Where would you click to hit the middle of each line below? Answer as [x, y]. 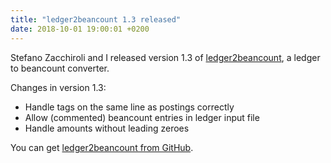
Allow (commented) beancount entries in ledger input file [142, 117]
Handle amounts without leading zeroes [107, 128]
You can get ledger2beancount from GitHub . [102, 147]
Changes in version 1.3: [58, 87]
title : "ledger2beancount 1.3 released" [96, 19]
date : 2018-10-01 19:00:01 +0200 [80, 29]
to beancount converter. [60, 68]
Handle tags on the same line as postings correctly [129, 107]
